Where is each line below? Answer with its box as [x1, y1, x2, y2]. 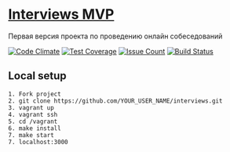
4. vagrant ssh [8, 110, 58, 118]
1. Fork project [8, 90, 61, 98]
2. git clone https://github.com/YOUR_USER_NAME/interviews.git [8, 96, 223, 105]
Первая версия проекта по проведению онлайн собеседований [8, 31, 223, 41]
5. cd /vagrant [8, 118, 58, 125]
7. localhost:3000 [8, 138, 68, 146]
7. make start [8, 131, 55, 139]
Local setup [8, 69, 67, 83]
